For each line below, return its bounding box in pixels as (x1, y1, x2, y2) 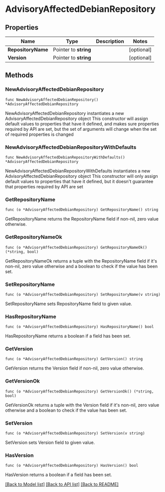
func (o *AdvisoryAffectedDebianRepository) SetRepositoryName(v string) (5, 292, 161, 297)
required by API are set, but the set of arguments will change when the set (5, 126, 157, 132)
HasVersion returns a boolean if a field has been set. (5, 472, 112, 478)
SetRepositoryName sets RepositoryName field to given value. (5, 301, 132, 307)
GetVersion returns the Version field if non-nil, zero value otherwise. (5, 365, 144, 371)
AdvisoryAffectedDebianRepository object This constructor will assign (5, 115, 149, 121)
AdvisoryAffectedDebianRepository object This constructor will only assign (5, 173, 159, 179)
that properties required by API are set (5, 183, 83, 189)
